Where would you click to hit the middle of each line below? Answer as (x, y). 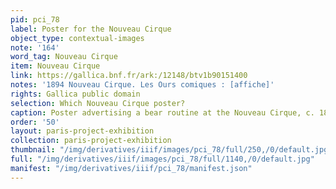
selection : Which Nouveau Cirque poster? (98, 103)
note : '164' (35, 47)
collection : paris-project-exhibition (91, 141)
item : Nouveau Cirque (55, 66)
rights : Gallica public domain (75, 94)
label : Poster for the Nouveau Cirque (91, 29)
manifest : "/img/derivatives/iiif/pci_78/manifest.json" (131, 168)
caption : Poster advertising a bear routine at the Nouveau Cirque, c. (162, 112)
